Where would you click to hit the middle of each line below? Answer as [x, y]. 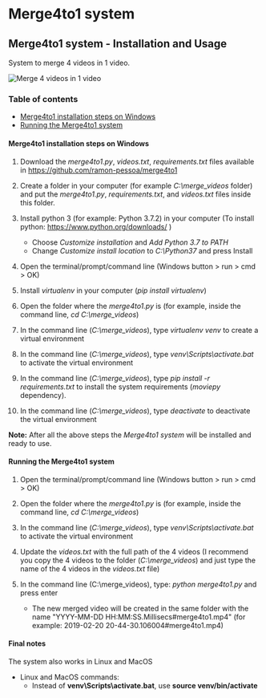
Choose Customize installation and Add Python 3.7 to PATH [130, 242]
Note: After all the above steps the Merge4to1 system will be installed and [130, 435]
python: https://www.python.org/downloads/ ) [96, 226]
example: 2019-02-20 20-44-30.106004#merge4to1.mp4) [128, 625]
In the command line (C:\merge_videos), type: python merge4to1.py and [138, 584]
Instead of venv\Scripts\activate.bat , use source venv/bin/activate [145, 685]
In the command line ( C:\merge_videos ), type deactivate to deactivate [135, 411]
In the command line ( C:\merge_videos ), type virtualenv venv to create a [139, 330]
